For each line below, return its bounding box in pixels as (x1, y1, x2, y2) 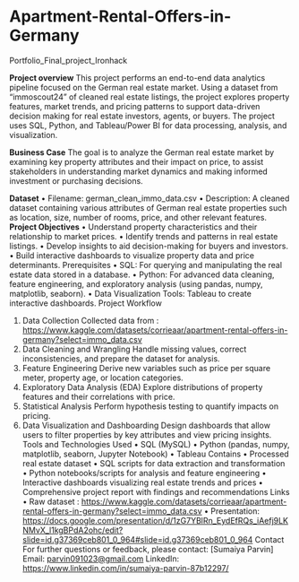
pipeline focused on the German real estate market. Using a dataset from (9, 82, 278, 92)
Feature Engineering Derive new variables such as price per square (21, 362, 271, 373)
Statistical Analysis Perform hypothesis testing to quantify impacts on (21, 401, 279, 412)
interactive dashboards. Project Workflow (9, 298, 163, 308)
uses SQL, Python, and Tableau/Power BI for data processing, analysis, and (9, 119, 287, 131)
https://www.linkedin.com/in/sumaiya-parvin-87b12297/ (21, 562, 230, 573)
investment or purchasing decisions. (9, 175, 143, 186)
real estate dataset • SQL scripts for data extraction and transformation (21, 457, 286, 468)
